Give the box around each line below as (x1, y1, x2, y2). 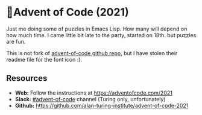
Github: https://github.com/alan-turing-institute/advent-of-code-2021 (14, 102, 189, 109)
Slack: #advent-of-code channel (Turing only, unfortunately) (14, 95, 166, 102)
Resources (6, 73, 48, 83)
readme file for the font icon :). (6, 56, 83, 63)
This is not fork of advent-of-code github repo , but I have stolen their (6, 49, 178, 56)
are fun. (6, 38, 26, 45)
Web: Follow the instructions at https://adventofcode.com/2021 (14, 89, 173, 96)
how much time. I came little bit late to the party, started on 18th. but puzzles (6, 31, 197, 38)
